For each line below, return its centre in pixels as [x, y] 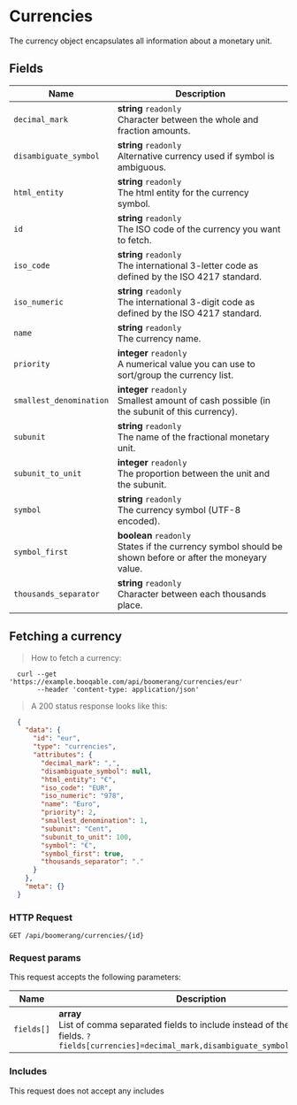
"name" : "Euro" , [71, 804]
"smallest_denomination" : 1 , [95, 821]
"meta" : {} [45, 886]
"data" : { [43, 730]
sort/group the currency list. [175, 375]
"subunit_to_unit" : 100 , [87, 837]
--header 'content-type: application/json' [118, 689]
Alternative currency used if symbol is [196, 156]
